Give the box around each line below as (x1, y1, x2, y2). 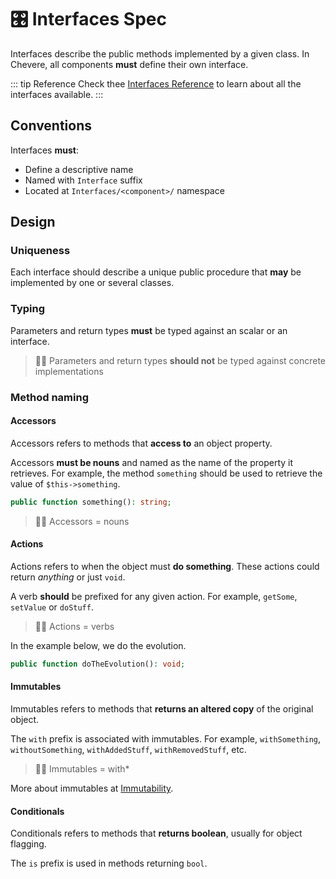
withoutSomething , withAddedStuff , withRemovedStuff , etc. (10, 744, 247, 756)
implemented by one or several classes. (10, 277, 175, 289)
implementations (34, 365, 104, 377)
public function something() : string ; (10, 497, 172, 507)
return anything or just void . (10, 571, 126, 583)
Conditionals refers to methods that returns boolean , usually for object (10, 827, 303, 840)
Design (10, 214, 56, 231)
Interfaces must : (10, 144, 79, 156)
